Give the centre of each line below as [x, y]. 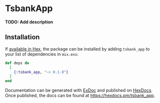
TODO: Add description [29, 22]
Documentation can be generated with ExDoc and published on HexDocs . [79, 90]
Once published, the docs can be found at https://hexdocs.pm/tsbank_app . [80, 96]
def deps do [17, 63]
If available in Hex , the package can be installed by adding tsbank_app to [77, 49]
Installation [22, 37]
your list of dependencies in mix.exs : [42, 54]
